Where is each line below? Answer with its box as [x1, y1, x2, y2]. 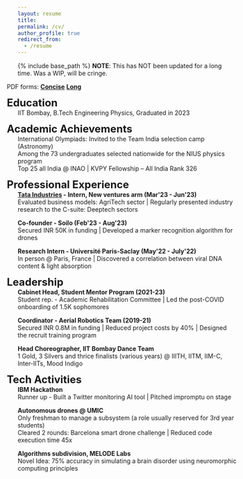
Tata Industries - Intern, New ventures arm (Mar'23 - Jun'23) [17, 191, 197, 198]
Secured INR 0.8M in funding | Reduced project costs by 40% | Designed [17, 324, 227, 331]
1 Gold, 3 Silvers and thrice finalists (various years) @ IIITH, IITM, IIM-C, [17, 352, 223, 360]
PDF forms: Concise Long [6, 83, 82, 91]
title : [17, 17, 37, 24]
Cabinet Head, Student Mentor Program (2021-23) [17, 288, 165, 296]
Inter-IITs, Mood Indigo [17, 359, 83, 368]
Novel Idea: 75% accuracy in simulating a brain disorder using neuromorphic [17, 457, 237, 465]
